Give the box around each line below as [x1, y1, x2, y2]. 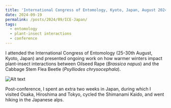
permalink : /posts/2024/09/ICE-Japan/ [5, 17, 88, 22]
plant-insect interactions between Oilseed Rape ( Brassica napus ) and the [5, 61, 159, 67]
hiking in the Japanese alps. [5, 96, 64, 102]
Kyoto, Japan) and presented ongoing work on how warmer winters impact [5, 55, 163, 61]
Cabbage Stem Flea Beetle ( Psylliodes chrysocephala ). [5, 66, 121, 72]
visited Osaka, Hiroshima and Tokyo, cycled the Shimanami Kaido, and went [5, 91, 164, 97]
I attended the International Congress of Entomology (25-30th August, [5, 49, 153, 56]
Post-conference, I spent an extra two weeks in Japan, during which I [5, 86, 151, 92]
